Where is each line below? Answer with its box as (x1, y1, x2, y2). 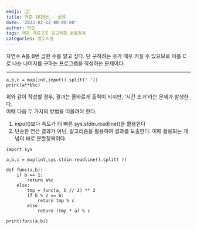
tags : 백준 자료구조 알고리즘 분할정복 (6, 30, 86, 36)
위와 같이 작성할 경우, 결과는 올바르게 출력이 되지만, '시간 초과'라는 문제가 (6, 93, 174, 100)
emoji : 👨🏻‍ (6, 8, 30, 15)
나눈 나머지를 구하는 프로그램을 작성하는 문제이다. (12, 60, 125, 67)
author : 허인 (6, 25, 36, 31)
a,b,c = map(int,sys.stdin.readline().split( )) (6, 157, 127, 163)
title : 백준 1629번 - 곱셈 (6, 14, 66, 20)
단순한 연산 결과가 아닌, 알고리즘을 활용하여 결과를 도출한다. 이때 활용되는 (14, 128, 182, 135)
